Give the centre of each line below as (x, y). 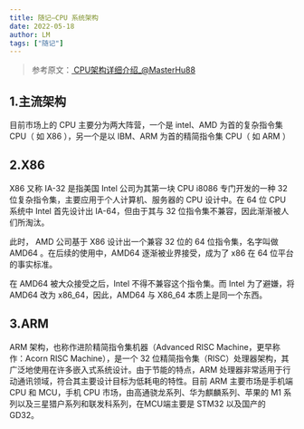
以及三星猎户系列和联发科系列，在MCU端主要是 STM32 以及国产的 (141, 404)
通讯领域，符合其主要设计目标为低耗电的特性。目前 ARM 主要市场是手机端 (155, 381)
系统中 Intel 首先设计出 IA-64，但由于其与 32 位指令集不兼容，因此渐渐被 (146, 210)
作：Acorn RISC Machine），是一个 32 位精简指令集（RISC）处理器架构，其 (149, 358)
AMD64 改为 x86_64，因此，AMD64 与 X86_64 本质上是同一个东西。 (138, 295)
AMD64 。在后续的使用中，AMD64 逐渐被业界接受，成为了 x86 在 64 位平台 (152, 253)
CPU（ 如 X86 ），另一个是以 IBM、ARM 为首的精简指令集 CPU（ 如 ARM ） (150, 136)
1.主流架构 (38, 101)
